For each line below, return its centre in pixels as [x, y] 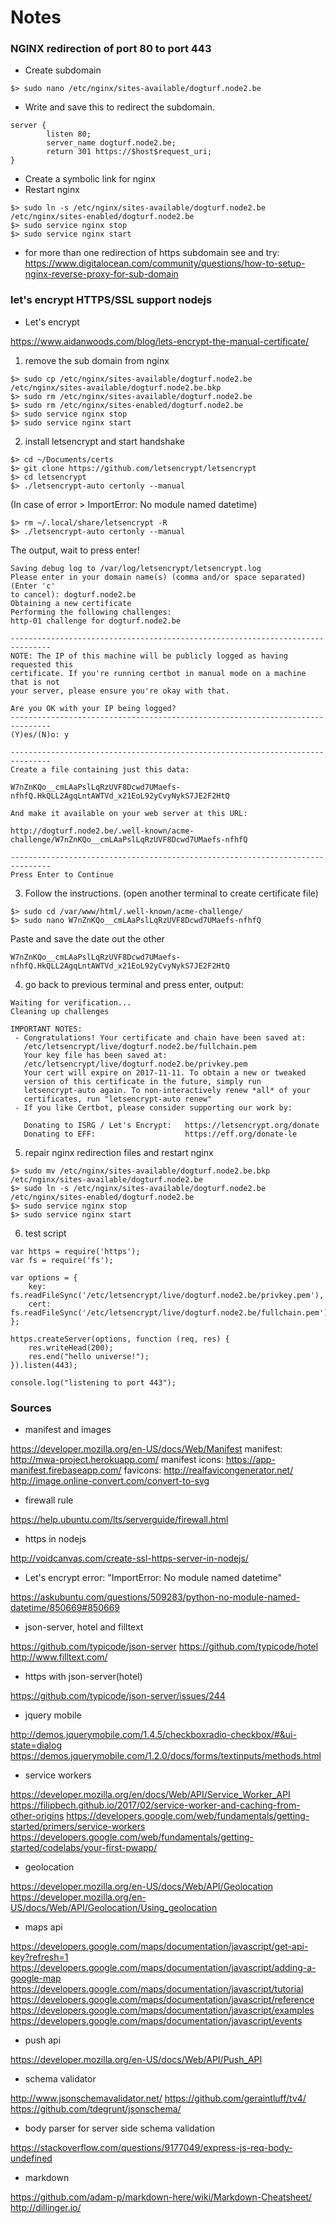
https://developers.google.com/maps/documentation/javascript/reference [162, 2000]
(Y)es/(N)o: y [40, 734]
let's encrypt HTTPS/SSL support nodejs [111, 300]
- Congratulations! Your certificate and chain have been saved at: [160, 1037]
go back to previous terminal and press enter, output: [134, 984]
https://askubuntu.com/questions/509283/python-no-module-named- [155, 1597]
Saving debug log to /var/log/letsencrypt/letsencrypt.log [136, 568]
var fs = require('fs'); [62, 1260]
